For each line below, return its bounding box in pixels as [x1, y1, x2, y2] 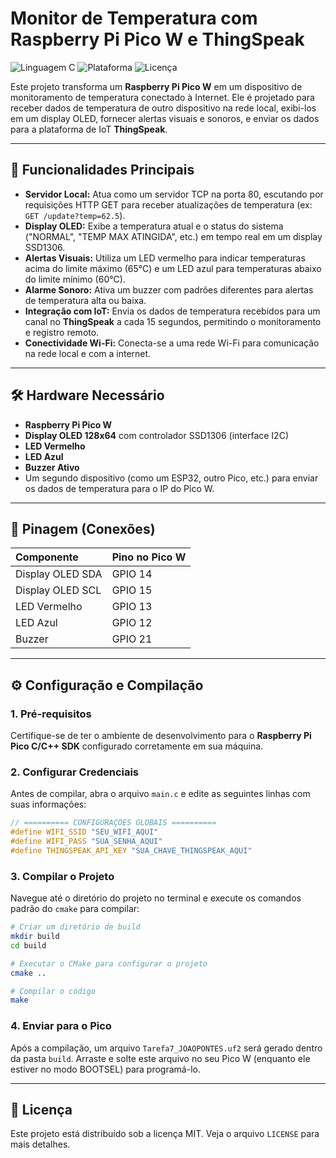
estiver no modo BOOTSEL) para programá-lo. [10, 1063, 201, 1075]
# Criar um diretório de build [10, 922, 141, 932]
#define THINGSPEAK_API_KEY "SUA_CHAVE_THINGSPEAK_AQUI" [10, 845, 253, 856]
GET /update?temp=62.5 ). [24, 209, 126, 221]
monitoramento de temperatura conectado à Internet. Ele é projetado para [10, 91, 315, 103]
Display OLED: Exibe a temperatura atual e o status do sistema [24, 220, 284, 232]
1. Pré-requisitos [10, 707, 92, 721]
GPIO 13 [111, 600, 153, 614]
